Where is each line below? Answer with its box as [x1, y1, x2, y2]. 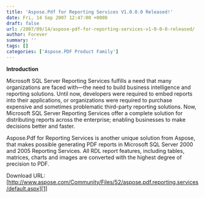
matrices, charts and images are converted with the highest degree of [6, 154, 182, 161]
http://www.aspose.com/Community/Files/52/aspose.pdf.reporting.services [8, 178, 199, 186]
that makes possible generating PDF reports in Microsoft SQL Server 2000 [6, 141, 193, 148]
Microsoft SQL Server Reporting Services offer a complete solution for [6, 109, 183, 116]
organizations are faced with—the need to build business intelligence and [6, 83, 191, 91]
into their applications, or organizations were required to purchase [6, 96, 173, 104]
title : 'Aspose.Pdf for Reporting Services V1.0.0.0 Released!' [6, 9, 173, 15]
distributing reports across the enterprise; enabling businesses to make [6, 116, 186, 123]
